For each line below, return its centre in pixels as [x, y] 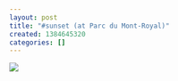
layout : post [34, 17]
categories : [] [38, 42]
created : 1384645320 [48, 34]
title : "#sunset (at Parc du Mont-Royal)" [89, 26]
